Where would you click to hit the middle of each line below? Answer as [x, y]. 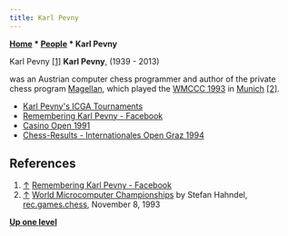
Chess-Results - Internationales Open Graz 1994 [113, 135]
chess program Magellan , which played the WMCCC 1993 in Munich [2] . [144, 88]
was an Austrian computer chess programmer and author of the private [143, 79]
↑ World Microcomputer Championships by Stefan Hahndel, [135, 195]
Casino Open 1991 [56, 125]
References [43, 164]
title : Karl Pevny [44, 18]
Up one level [33, 222]
